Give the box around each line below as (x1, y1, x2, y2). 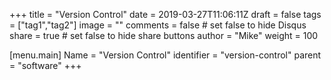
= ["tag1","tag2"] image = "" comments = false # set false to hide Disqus (9, 19, 307, 31)
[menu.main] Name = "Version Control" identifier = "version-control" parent (9, 49, 322, 61)
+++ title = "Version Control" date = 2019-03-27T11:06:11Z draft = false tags (9, 9, 322, 20)
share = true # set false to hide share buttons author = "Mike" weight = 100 (9, 30, 319, 41)
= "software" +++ (9, 60, 82, 71)
